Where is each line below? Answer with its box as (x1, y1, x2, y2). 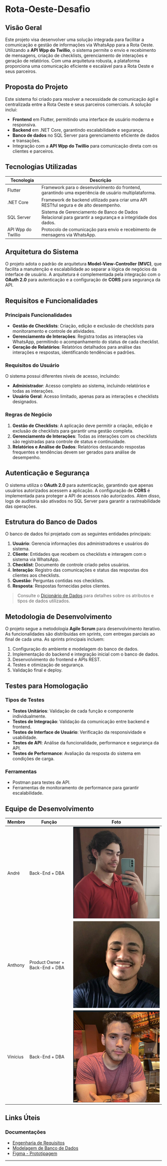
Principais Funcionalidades (5, 311, 72, 318)
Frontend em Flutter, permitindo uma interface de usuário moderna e (12, 116, 154, 122)
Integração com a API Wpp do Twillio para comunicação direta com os (12, 143, 158, 149)
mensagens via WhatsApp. (41, 232, 96, 238)
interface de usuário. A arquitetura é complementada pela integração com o (5, 271, 161, 277)
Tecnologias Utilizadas (5, 163, 78, 171)
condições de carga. (12, 755, 55, 761)
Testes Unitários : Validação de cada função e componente (12, 707, 134, 714)
